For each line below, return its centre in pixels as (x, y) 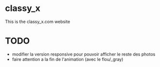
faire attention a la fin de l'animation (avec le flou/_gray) (68, 59)
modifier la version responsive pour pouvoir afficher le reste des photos (84, 54)
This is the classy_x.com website (38, 22)
